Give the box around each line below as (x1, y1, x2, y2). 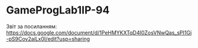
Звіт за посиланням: (6, 23, 57, 30)
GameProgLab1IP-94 (6, 4, 110, 17)
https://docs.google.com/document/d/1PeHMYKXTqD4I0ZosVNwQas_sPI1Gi (6, 29, 192, 36)
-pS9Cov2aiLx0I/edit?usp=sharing (6, 35, 90, 42)
